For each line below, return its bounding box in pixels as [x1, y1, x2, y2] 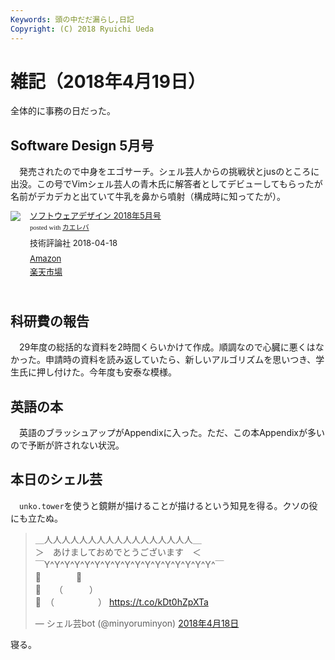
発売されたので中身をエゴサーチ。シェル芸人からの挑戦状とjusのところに [18, 166, 320, 178]
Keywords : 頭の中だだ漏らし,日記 [10, 14, 135, 25]
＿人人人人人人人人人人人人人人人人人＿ [34, 533, 202, 545]
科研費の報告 [10, 312, 90, 330]
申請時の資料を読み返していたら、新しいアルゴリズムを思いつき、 [44, 354, 317, 366]
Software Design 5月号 [10, 137, 155, 154]
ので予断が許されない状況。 [10, 439, 125, 451]
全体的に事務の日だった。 [10, 105, 116, 117]
